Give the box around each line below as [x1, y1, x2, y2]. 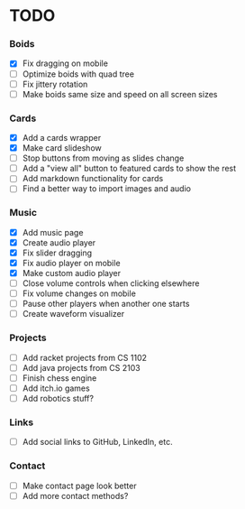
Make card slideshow [22, 143, 102, 153]
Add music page [22, 227, 84, 237]
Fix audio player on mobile [22, 257, 121, 268]
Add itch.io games [22, 383, 90, 393]
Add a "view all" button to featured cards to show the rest [22, 163, 237, 174]
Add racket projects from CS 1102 [22, 352, 147, 363]
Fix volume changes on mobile [22, 288, 137, 299]
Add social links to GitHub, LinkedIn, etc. [22, 437, 173, 448]
